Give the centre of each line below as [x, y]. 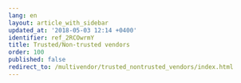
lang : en [23, 15]
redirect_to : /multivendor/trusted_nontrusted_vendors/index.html [121, 67]
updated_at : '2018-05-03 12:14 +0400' [73, 30]
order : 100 [26, 52]
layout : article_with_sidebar [59, 23]
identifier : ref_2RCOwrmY [51, 38]
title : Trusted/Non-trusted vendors [69, 45]
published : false [37, 60]
